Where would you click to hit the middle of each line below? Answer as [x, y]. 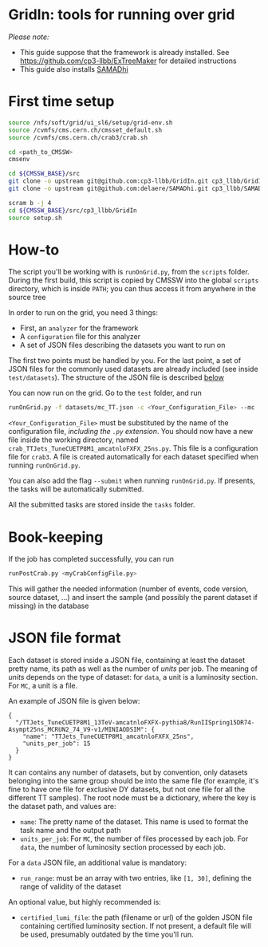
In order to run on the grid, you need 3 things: [83, 313]
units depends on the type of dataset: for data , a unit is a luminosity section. [133, 677]
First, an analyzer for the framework [79, 328]
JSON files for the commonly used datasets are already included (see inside [133, 369]
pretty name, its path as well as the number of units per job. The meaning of [133, 669]
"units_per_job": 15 [57, 744]
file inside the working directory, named [73, 440]
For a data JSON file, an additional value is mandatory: [98, 862]
